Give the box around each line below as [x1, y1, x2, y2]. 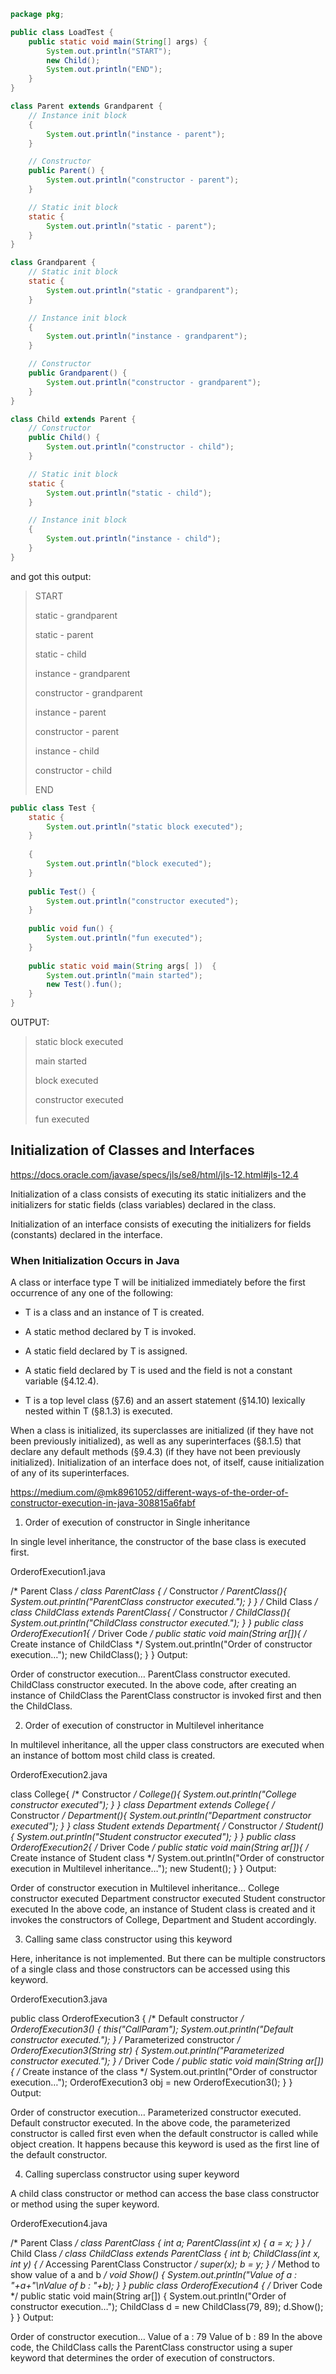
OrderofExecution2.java [10, 1769, 108, 1781]
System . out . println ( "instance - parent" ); [46, 129, 226, 139]
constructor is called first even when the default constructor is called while [10, 2128, 319, 2140]
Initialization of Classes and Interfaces [10, 1142, 255, 1159]
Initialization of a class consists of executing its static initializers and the [10, 1188, 307, 1200]
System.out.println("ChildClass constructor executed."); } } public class [10, 1617, 304, 1629]
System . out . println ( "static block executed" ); [46, 821, 244, 832]
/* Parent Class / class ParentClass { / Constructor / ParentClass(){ [10, 1585, 287, 1597]
